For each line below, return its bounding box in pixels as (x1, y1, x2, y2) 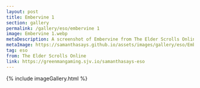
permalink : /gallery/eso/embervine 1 (6, 25, 100, 32)
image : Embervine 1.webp (6, 31, 68, 37)
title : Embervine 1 (6, 14, 55, 20)
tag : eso (6, 48, 28, 54)
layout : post (6, 8, 39, 15)
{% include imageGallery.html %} (6, 75, 88, 82)
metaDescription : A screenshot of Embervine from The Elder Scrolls (6, 36, 180, 42)
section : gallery (6, 20, 49, 26)
